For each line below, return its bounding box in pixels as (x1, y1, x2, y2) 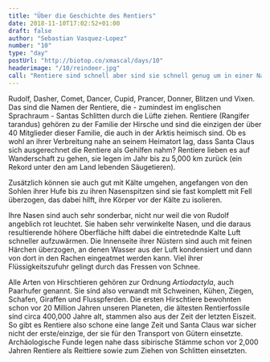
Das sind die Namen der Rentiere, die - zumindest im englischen (8, 102, 221, 112)
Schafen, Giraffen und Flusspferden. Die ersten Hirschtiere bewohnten (8, 294, 242, 304)
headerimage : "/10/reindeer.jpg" (8, 64, 121, 72)
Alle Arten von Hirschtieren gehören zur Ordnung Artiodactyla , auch (8, 277, 235, 286)
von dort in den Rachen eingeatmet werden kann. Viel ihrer (8, 253, 203, 262)
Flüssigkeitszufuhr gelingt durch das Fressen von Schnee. (8, 261, 201, 271)
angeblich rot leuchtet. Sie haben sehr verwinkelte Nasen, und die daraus (8, 219, 252, 228)
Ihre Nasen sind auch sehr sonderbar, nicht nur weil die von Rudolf (8, 210, 229, 220)
